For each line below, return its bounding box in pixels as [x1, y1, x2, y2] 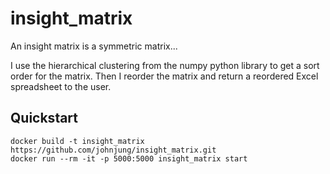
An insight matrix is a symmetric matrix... [10, 40, 178, 52]
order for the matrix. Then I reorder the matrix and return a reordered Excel [10, 70, 319, 82]
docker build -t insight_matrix [10, 136, 145, 146]
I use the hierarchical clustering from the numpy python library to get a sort [10, 59, 320, 71]
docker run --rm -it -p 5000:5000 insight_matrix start [10, 153, 248, 164]
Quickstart [10, 110, 79, 127]
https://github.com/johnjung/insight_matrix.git [10, 145, 217, 155]
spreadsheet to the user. [10, 80, 112, 92]
